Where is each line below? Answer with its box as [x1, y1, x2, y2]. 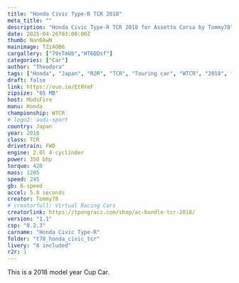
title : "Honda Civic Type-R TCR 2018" [7, 10, 122, 18]
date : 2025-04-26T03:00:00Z [7, 30, 91, 38]
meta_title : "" [7, 17, 53, 24]
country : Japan [7, 122, 53, 130]
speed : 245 [7, 176, 40, 183]
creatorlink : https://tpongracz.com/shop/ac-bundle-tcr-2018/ [7, 209, 196, 216]
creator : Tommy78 [7, 196, 59, 203]
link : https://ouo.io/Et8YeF [7, 83, 94, 90]
